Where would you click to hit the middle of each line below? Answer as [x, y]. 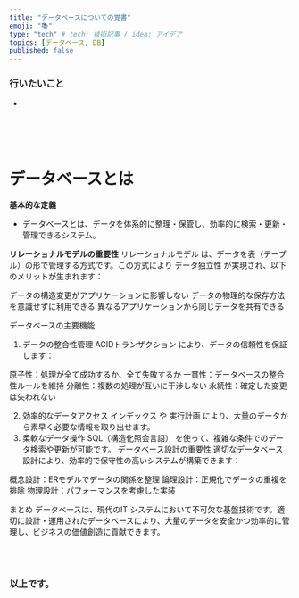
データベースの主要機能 [52, 326]
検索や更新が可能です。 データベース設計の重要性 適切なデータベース [157, 449]
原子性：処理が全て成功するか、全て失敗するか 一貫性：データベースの [139, 375]
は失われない [33, 397]
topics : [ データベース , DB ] [57, 42]
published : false [42, 51]
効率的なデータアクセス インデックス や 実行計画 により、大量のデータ [151, 416]
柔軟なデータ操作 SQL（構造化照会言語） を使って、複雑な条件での [145, 438]
